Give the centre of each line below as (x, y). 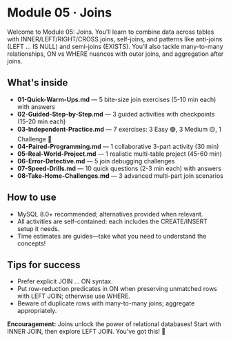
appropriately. (37, 311)
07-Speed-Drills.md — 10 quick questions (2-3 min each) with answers (119, 168)
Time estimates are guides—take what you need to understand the (112, 236)
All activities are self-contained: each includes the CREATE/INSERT (112, 221)
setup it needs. (38, 228)
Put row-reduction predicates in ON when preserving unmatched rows (117, 289)
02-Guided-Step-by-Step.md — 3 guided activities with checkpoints (116, 114)
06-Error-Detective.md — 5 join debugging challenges (96, 161)
